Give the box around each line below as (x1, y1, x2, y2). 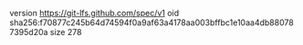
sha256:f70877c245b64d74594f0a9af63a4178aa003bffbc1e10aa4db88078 (9, 17, 294, 28)
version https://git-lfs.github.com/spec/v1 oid (9, 8, 180, 18)
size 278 (49, 27, 82, 37)
